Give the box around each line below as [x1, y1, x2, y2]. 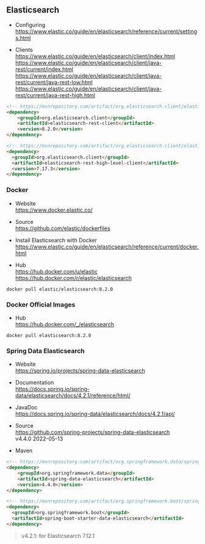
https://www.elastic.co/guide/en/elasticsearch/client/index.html [15, 52, 176, 60]
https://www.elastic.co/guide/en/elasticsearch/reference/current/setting [15, 28, 197, 35]
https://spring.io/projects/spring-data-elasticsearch [15, 367, 145, 374]
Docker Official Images [6, 300, 76, 308]
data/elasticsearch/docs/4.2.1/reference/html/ [15, 392, 131, 400]
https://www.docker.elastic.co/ [15, 206, 93, 214]
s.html [15, 34, 31, 42]
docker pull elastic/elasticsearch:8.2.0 [6, 286, 113, 292]
